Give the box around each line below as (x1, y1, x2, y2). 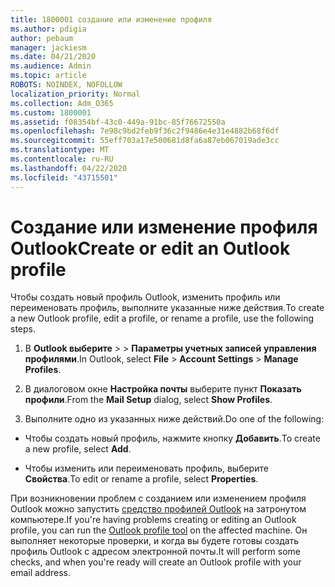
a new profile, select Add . (24, 443, 132, 455)
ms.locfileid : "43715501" (10, 172, 118, 183)
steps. (10, 323, 36, 335)
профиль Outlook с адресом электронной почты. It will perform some (10, 546, 302, 558)
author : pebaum (10, 33, 74, 43)
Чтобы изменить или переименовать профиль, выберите (24, 462, 269, 475)
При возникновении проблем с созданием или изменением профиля (10, 492, 307, 505)
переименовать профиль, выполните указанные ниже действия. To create (10, 302, 325, 314)
